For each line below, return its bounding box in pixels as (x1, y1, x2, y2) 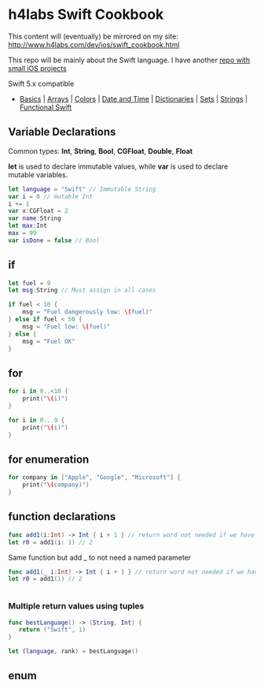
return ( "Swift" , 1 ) (18, 626, 86, 634)
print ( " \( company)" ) (22, 481, 90, 489)
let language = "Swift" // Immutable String (8, 185, 156, 193)
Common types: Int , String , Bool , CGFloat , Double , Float (8, 146, 193, 155)
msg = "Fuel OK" (22, 337, 76, 345)
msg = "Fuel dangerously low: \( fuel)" (22, 308, 153, 316)
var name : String (8, 214, 61, 222)
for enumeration (8, 452, 90, 466)
